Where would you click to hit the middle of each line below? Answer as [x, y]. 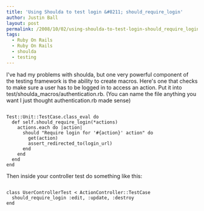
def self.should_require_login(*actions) [65, 122]
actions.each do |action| [50, 127]
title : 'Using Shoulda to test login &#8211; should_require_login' [95, 12]
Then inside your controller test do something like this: [74, 176]
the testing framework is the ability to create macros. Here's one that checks [102, 81]
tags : [13, 35]
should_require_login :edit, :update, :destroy [73, 198]
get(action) [43, 138]
